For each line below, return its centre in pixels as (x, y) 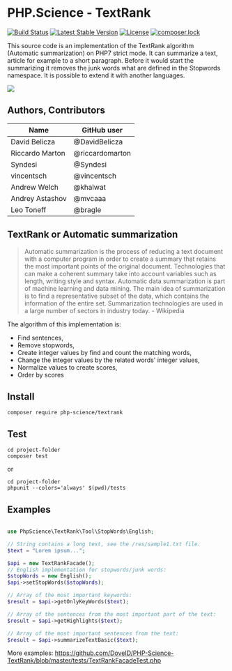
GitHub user (102, 130)
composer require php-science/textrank (65, 413)
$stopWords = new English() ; (49, 576)
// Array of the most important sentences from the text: (93, 633)
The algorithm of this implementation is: (64, 324)
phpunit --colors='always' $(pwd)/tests (67, 488)
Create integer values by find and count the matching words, (104, 352)
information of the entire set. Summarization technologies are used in (124, 303)
